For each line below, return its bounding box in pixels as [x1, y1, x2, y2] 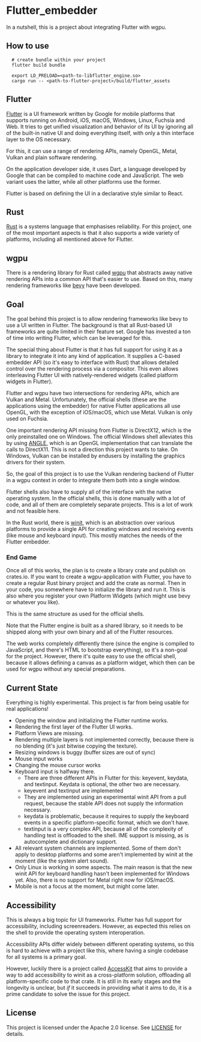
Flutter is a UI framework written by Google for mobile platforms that [6, 110, 175, 117]
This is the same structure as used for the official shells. [6, 610, 145, 617]
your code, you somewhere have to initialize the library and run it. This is [6, 586, 186, 593]
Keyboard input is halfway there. [14, 768, 95, 775]
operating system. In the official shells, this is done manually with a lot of [6, 495, 186, 501]
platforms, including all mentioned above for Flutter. [6, 235, 134, 243]
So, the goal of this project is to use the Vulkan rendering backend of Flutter [6, 470, 194, 477]
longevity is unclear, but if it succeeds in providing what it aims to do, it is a [6, 984, 192, 991]
